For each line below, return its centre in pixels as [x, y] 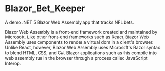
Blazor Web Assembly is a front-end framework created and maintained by [81, 32]
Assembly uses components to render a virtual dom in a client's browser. [79, 42]
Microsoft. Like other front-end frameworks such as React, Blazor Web [77, 37]
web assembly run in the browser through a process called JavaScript [76, 58]
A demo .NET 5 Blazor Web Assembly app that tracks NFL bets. [70, 22]
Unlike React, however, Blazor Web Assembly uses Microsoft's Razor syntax [82, 47]
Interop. [13, 63]
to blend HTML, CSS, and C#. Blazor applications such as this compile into [81, 53]
